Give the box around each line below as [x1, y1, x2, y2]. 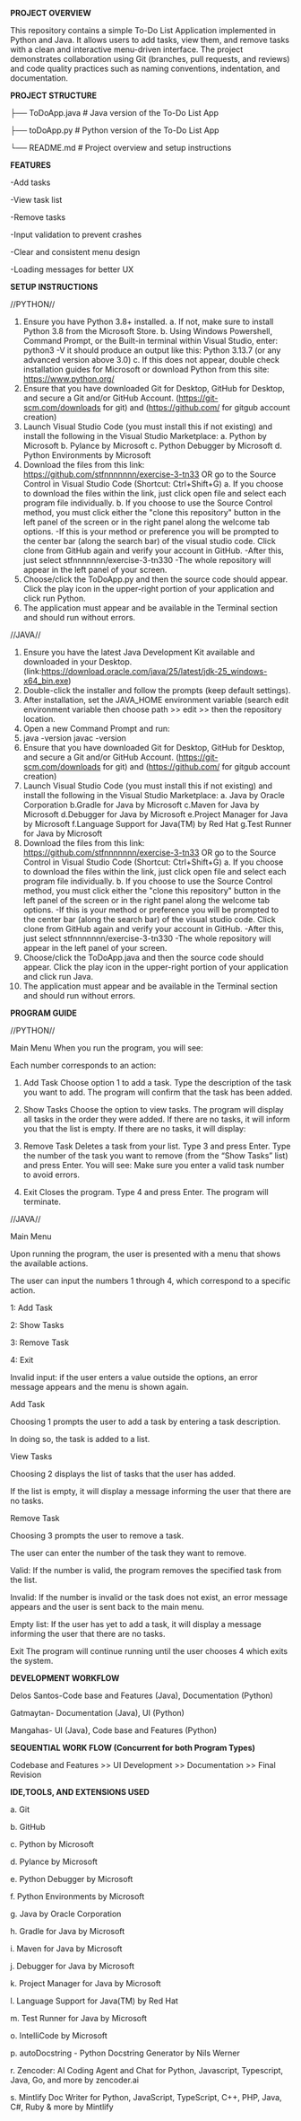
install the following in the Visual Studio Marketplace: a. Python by [22, 431, 267, 441]
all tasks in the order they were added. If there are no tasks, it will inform [22, 1113, 290, 1124]
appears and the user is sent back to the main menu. [10, 1602, 205, 1612]
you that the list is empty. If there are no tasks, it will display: [22, 1123, 246, 1134]
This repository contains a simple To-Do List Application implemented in [10, 25, 277, 35]
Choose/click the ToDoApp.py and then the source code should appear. [22, 574, 288, 585]
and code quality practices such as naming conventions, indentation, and [10, 63, 280, 74]
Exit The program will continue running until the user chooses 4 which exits [10, 1646, 288, 1656]
